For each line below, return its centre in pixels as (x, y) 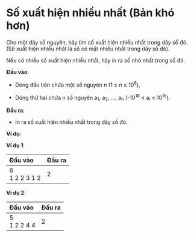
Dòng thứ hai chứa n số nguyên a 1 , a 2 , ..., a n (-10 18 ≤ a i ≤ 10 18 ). (92, 97)
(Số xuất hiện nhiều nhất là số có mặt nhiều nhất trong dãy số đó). (88, 49)
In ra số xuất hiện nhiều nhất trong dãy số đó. (71, 122)
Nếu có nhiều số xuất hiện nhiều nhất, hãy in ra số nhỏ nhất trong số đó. (96, 60)
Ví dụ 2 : (16, 193)
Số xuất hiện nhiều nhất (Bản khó (90, 13)
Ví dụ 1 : (16, 146)
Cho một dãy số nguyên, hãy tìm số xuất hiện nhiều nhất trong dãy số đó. (97, 42)
